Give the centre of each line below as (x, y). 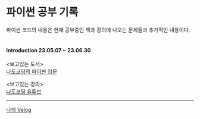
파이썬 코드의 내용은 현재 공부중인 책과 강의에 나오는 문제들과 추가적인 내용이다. (98, 30)
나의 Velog (19, 110)
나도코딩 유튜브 (24, 92)
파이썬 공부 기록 (42, 12)
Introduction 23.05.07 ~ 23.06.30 (49, 50)
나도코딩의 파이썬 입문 (32, 71)
